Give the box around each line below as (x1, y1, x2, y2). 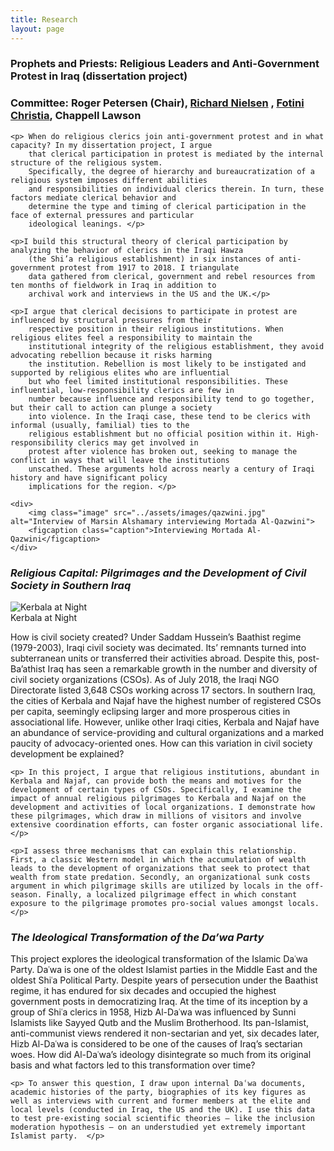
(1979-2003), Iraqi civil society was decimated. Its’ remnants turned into (10, 642, 307, 654)
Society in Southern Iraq (10, 578, 132, 592)
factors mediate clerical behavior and (10, 192, 177, 203)
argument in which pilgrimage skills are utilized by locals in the (10, 881, 302, 891)
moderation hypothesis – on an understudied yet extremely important (10, 1122, 307, 1133)
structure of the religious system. (10, 157, 163, 168)
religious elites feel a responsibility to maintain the (10, 332, 253, 343)
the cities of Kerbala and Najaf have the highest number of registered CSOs (10, 695, 322, 707)
